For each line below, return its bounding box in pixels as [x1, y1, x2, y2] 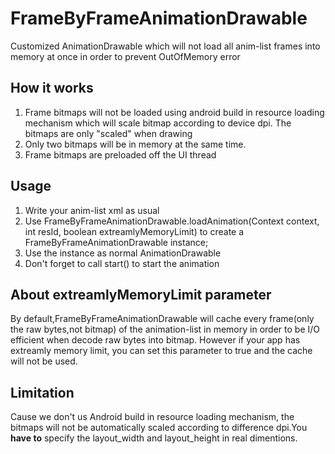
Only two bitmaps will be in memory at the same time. [24, 138, 247, 150]
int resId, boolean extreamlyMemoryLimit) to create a [24, 225, 245, 237]
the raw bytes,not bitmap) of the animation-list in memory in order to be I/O [10, 323, 320, 336]
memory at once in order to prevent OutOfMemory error [10, 50, 241, 62]
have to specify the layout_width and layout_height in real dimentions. [10, 432, 298, 444]
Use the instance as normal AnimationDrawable [24, 247, 222, 259]
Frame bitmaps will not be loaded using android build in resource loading [24, 106, 325, 118]
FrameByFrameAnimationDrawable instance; [24, 236, 209, 248]
